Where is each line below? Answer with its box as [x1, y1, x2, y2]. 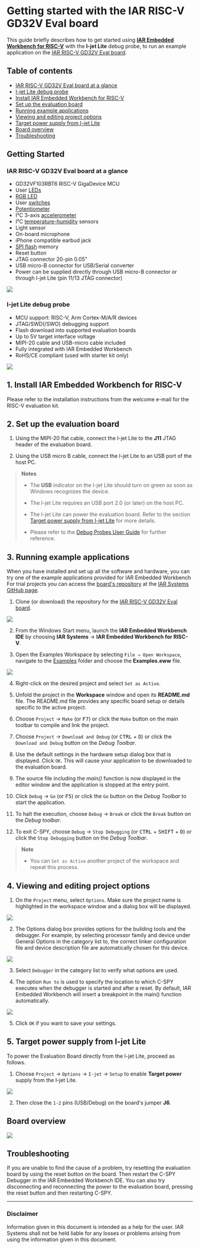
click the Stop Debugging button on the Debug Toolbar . [15, 834, 148, 841]
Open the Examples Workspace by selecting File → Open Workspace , [15, 651, 182, 658]
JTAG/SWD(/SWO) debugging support [15, 320, 109, 327]
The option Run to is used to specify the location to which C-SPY [15, 978, 174, 985]
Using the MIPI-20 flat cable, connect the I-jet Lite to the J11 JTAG [15, 435, 177, 442]
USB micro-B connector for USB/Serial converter [15, 262, 135, 269]
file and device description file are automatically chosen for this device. [15, 944, 190, 951]
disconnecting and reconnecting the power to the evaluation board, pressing [6, 1183, 193, 1190]
